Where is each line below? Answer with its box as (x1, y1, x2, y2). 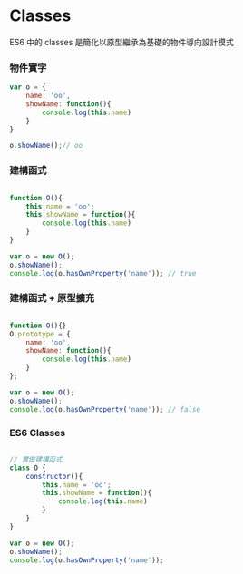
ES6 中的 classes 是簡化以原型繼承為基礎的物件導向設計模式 (9, 36, 234, 47)
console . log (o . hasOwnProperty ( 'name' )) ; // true (9, 268, 197, 277)
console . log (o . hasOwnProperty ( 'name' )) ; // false (9, 404, 201, 413)
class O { (9, 463, 47, 472)
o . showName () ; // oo (9, 141, 83, 151)
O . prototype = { (9, 329, 71, 338)
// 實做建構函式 (9, 454, 63, 463)
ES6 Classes (9, 426, 66, 439)
